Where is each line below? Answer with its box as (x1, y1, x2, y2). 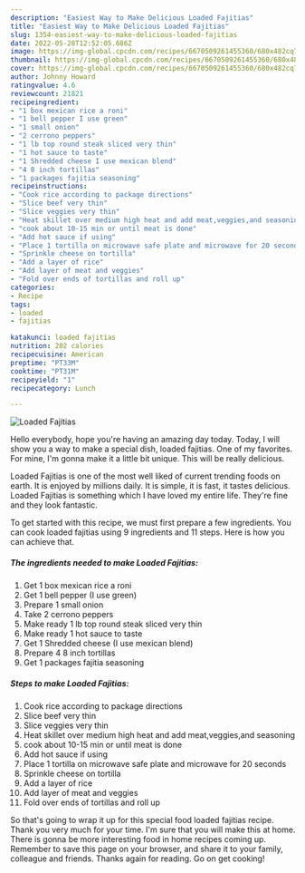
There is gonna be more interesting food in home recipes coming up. (10, 834, 266, 845)
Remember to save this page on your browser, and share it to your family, (10, 844, 283, 855)
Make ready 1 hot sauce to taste (23, 628, 143, 639)
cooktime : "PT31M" (10, 366, 80, 376)
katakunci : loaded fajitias (10, 333, 117, 343)
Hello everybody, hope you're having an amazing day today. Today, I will (10, 434, 280, 445)
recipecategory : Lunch (10, 383, 96, 393)
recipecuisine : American (10, 350, 104, 359)
